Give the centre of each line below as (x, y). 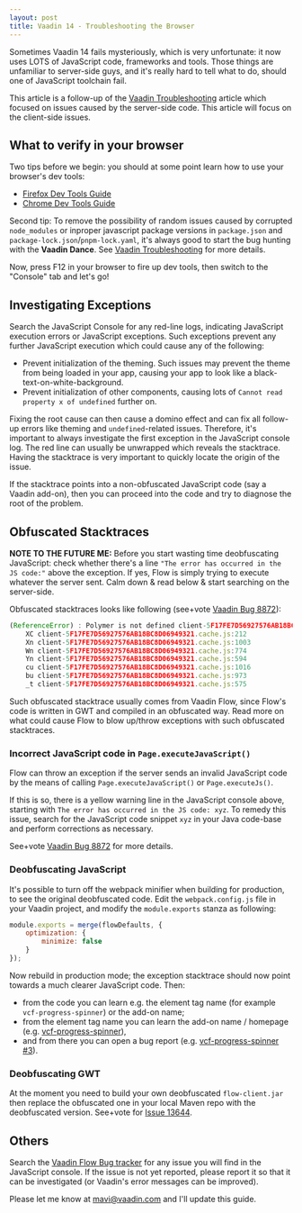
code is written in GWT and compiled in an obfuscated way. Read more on (147, 711)
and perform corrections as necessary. (81, 828)
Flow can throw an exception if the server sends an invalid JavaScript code (148, 773)
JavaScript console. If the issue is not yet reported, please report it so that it (150, 1172)
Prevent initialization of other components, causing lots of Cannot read (152, 392)
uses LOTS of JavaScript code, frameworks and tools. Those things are (142, 61)
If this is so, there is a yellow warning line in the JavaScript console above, (147, 800)
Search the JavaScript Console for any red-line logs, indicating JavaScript (147, 327)
